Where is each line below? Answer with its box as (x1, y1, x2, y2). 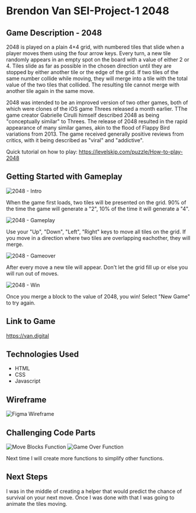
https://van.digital (6, 332, 49, 339)
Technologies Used (6, 350, 79, 360)
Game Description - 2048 (6, 28, 102, 38)
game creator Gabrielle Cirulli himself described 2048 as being (6, 111, 160, 118)
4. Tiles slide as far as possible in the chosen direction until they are (6, 62, 172, 69)
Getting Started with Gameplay (6, 172, 123, 182)
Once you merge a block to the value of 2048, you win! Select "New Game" (6, 293, 191, 300)
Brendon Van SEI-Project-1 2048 (6, 4, 170, 18)
